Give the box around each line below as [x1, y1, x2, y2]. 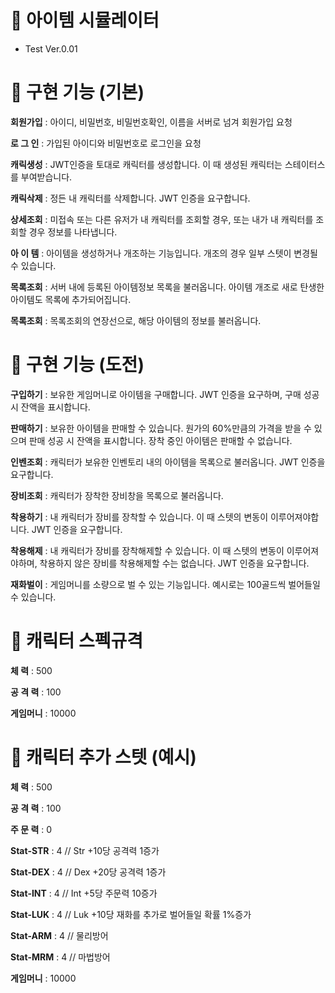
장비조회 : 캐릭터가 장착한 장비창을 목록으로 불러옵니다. [10, 489, 224, 501]
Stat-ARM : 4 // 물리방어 [10, 929, 109, 941]
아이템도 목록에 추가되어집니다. [10, 293, 132, 305]
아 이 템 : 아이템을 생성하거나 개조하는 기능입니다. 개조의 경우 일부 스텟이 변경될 [10, 247, 319, 259]
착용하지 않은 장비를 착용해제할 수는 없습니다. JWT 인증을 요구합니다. [39, 557, 310, 569]
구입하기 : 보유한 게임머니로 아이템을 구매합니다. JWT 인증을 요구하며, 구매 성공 [10, 388, 320, 400]
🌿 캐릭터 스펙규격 [10, 630, 143, 652]
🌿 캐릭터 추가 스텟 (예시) [10, 746, 197, 768]
